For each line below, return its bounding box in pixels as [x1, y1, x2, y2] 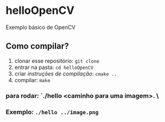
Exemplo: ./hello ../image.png [5, 108, 99, 116]
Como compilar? [5, 41, 69, 51]
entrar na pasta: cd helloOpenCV [14, 63, 94, 71]
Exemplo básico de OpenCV [5, 24, 76, 31]
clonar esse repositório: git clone [14, 57, 100, 64]
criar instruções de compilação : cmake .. [14, 70, 117, 77]
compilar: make [14, 76, 51, 83]
